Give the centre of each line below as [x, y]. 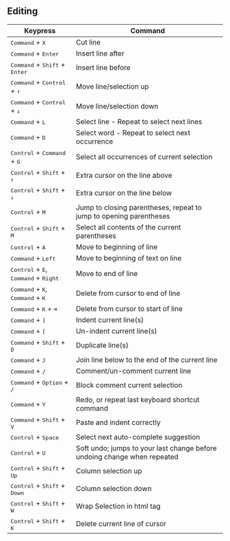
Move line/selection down [117, 106]
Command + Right [35, 277]
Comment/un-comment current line [133, 371]
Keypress [40, 30]
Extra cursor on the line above [124, 176]
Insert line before [103, 68]
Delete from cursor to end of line [128, 293]
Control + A [28, 246]
